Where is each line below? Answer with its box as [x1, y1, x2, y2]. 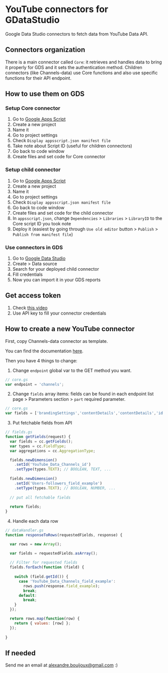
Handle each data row [12, 518, 59, 524]
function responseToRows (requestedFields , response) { [5, 532, 123, 537]
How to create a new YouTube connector [5, 325, 135, 333]
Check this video [12, 304, 48, 311]
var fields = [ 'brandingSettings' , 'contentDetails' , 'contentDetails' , [5, 411, 156, 416]
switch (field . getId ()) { [14, 574, 69, 579]
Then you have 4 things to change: [5, 357, 77, 363]
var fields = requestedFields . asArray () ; [10, 550, 98, 556]
